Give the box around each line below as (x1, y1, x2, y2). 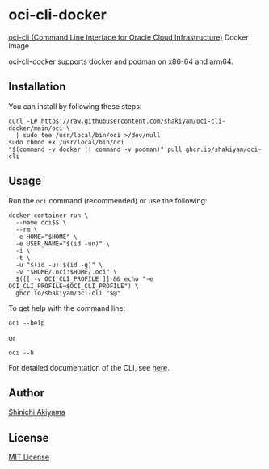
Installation (8, 80, 66, 94)
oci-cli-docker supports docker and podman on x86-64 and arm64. (8, 57, 234, 66)
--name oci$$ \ (15, 218, 67, 227)
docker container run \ (8, 211, 89, 220)
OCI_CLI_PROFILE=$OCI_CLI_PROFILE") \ (8, 282, 139, 290)
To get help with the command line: (8, 303, 126, 312)
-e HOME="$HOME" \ (15, 232, 78, 241)
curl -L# (8, 117, 38, 125)
